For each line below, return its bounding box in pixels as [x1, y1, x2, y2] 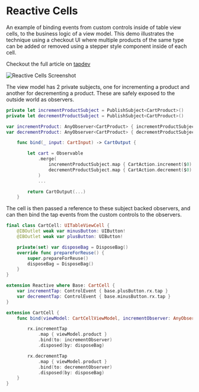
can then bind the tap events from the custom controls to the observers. [6, 211, 182, 219]
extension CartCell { [6, 310, 60, 316]
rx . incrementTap [27, 326, 68, 332]
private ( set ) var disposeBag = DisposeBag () [17, 244, 129, 250]
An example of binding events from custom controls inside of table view [6, 24, 182, 31]
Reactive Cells [6, 4, 78, 18]
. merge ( [37, 156, 57, 162]
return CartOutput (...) [27, 188, 86, 195]
